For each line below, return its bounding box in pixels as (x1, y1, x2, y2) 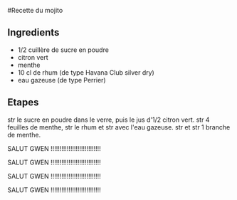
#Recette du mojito (7, 6, 63, 14)
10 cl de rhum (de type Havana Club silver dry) (17, 68, 154, 77)
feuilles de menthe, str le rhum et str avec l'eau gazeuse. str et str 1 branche (7, 122, 231, 131)
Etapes (7, 96, 39, 109)
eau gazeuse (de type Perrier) (17, 75, 106, 84)
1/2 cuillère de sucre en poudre (17, 46, 109, 54)
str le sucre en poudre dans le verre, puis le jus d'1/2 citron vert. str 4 (7, 115, 210, 124)
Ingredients (7, 26, 60, 38)
